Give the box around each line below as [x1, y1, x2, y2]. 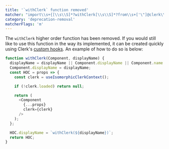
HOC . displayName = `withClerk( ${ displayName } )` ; [10, 130, 114, 135]
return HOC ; [10, 135, 35, 140]
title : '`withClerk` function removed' [5, 7, 89, 13]
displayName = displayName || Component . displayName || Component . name [10, 61, 163, 66]
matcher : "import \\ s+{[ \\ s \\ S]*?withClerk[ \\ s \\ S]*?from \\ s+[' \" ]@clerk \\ [5, 12, 165, 17]
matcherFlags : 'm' [5, 21, 44, 27]
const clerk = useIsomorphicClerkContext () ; [14, 74, 109, 80]
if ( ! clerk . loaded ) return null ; [14, 84, 84, 89]
